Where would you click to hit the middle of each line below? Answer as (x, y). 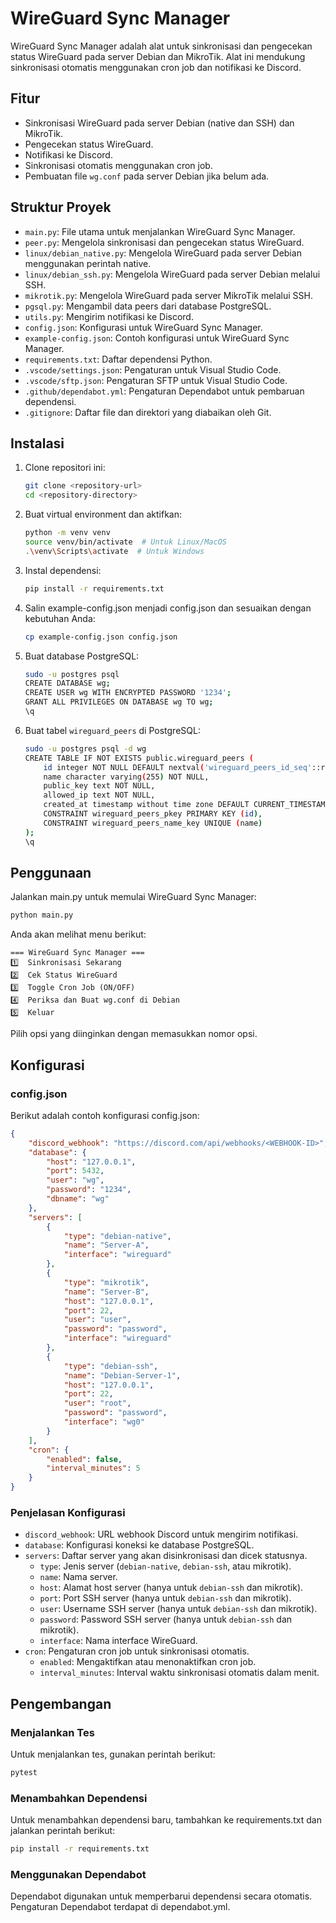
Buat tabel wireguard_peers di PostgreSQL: (112, 730)
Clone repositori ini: (65, 468)
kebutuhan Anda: (60, 618)
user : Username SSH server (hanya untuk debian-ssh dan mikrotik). (178, 1609)
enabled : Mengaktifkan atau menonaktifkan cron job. (148, 1662)
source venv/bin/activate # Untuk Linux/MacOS (125, 542)
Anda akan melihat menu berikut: (78, 934)
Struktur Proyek (61, 207)
